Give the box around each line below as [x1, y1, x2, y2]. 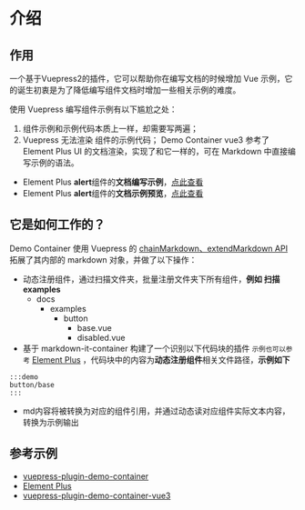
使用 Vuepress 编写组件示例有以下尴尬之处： [9, 104, 178, 115]
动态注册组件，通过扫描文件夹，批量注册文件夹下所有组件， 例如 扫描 [22, 274, 280, 285]
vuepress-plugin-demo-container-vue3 [22, 490, 171, 501]
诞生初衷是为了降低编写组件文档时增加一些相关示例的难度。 [16, 85, 241, 95]
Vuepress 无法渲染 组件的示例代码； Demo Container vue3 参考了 [22, 135, 270, 145]
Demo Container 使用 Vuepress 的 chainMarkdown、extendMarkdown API [9, 243, 289, 254]
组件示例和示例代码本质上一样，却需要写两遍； [22, 124, 198, 134]
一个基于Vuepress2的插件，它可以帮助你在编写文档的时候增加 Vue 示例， [9, 74, 285, 84]
